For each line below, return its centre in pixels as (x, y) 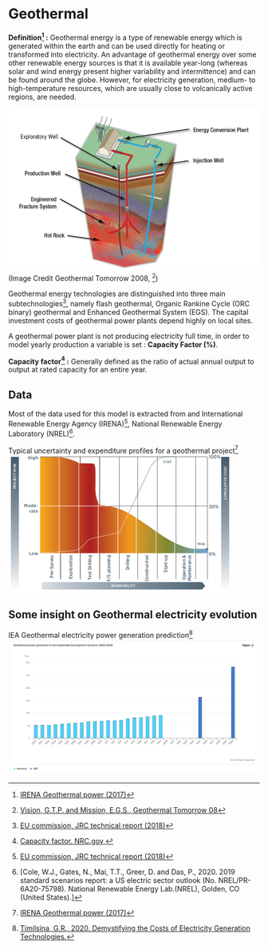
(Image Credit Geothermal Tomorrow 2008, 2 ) (83, 278)
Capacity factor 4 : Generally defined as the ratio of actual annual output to (131, 360)
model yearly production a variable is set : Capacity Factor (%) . (113, 345)
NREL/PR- (235, 880)
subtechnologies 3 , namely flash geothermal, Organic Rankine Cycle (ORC (129, 303)
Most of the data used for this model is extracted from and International (126, 414)
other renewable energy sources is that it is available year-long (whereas (128, 63)
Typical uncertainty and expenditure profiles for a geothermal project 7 (123, 450)
